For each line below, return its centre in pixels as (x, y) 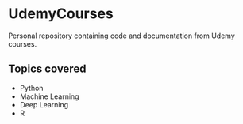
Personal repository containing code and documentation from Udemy (122, 36)
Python (31, 88)
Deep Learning (44, 104)
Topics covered (47, 69)
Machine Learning (49, 96)
